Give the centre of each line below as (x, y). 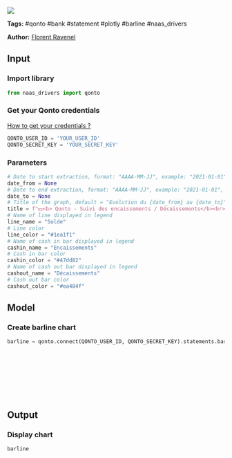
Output (22, 415)
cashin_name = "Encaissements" (52, 248)
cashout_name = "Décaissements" (54, 273)
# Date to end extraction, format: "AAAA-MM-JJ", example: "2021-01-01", (116, 190)
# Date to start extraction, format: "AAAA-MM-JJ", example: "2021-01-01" (117, 176)
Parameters (27, 163)
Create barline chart (42, 327)
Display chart (30, 434)
